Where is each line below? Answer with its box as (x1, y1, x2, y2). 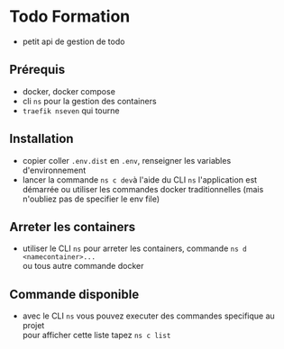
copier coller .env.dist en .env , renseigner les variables (22, 155, 232, 166)
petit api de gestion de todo (22, 36, 125, 47)
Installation (9, 131, 74, 147)
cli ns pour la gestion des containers (22, 95, 157, 106)
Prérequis (9, 62, 66, 77)
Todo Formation (9, 6, 131, 27)
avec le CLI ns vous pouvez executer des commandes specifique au (22, 310, 275, 321)
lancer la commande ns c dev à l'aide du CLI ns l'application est (22, 174, 258, 185)
